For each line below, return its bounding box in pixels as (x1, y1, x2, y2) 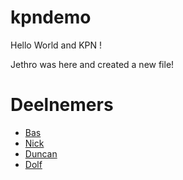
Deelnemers (10, 94, 114, 116)
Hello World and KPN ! (10, 39, 103, 51)
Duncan (24, 147, 58, 160)
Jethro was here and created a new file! (10, 58, 175, 70)
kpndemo (10, 6, 92, 29)
